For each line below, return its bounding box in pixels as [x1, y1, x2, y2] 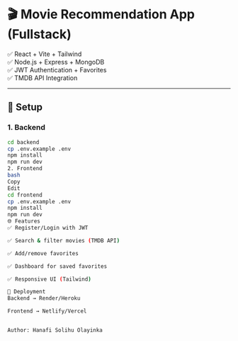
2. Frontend [7, 165, 42, 172]
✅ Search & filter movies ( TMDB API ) [7, 237, 120, 244]
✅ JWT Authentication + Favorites [7, 65, 107, 74]
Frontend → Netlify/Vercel [7, 308, 87, 315]
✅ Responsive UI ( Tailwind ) [7, 275, 92, 283]
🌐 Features [7, 218, 40, 225]
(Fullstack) [7, 26, 72, 43]
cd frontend [7, 191, 42, 199]
